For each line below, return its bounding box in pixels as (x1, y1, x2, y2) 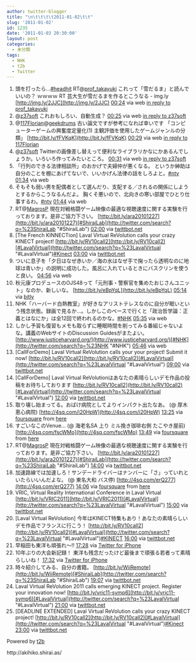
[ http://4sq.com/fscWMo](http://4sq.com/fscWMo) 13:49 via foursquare (15, 429, 188, 436)
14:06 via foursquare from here (75, 483, 150, 490)
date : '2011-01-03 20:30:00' (6, 30, 78, 36)
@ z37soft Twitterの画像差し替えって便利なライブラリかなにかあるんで (15, 148, 184, 155)
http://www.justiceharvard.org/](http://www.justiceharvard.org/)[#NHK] (17, 336, 189, 343)
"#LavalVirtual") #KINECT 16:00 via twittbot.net (62, 535, 175, 542)
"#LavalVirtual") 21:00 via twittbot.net (15, 602, 106, 609)
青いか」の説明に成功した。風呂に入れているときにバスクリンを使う (25, 265, 189, 272)
